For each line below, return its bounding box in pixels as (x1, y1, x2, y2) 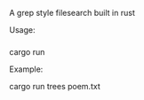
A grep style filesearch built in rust (9, 8, 135, 18)
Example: (9, 64, 44, 74)
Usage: (9, 25, 36, 35)
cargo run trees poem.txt (9, 81, 100, 91)
